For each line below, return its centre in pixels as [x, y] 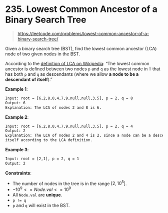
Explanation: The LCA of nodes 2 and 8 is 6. [53, 107]
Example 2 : [17, 117]
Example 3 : [17, 150]
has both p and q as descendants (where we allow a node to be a [72, 74]
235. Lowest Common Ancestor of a [81, 9]
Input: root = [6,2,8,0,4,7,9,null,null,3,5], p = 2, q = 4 [69, 126]
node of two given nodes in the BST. [43, 54]
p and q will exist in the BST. [41, 206]
